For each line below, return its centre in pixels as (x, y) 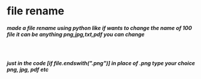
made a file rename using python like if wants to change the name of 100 (99, 28)
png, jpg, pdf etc (28, 69)
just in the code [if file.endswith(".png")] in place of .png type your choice (101, 63)
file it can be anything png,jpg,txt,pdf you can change (76, 34)
